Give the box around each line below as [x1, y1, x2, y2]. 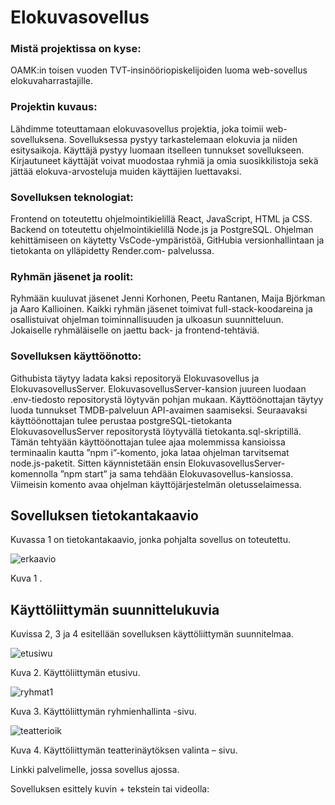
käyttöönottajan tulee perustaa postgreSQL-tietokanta [10, 414, 233, 426]
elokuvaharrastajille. [10, 75, 93, 87]
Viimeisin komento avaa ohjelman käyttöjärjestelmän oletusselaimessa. [10, 478, 302, 490]
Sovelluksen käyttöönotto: [10, 349, 142, 363]
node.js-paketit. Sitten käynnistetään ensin [10, 457, 187, 469]
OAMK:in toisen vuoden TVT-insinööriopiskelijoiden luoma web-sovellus [10, 64, 308, 76]
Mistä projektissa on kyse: [10, 42, 142, 56]
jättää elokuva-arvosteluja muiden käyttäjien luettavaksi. [10, 165, 242, 177]
